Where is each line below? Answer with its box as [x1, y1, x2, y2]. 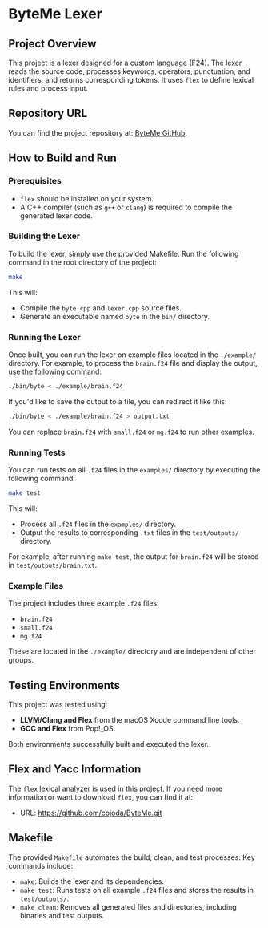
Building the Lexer [8, 230, 81, 241]
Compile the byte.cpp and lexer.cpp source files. [19, 302, 182, 313]
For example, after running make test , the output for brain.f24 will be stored [8, 551, 259, 561]
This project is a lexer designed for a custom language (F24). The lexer [8, 58, 242, 67]
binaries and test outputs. [19, 910, 105, 920]
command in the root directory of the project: [8, 257, 158, 267]
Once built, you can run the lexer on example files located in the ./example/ [8, 350, 257, 359]
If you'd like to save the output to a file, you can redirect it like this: [8, 396, 227, 406]
